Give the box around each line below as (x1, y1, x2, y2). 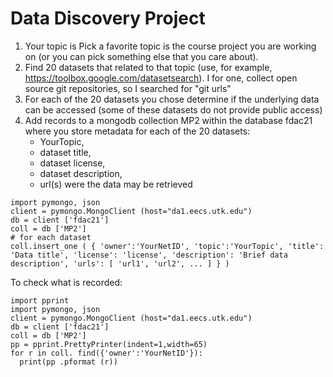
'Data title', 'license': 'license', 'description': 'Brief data (10, 250, 288, 260)
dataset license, (39, 157, 106, 169)
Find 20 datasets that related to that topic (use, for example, (24, 61, 273, 73)
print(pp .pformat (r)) (19, 357, 118, 367)
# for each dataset (10, 232, 92, 242)
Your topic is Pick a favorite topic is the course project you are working (24, 40, 317, 52)
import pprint (10, 295, 70, 306)
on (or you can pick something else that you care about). (24, 50, 259, 62)
